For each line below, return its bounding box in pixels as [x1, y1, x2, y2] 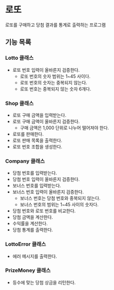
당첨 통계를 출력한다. [12, 227, 53, 233]
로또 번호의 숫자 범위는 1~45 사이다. [20, 73, 91, 79]
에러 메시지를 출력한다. [12, 253, 57, 259]
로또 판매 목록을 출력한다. [12, 137, 63, 143]
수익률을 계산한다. [12, 220, 48, 227]
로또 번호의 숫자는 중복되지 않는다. [20, 79, 87, 85]
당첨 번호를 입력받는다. [12, 170, 57, 176]
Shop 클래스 [5, 100, 34, 107]
